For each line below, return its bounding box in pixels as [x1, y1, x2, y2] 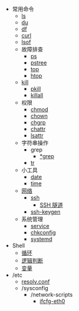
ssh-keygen [30, 208, 61, 215]
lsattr [30, 132, 44, 139]
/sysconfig [21, 285, 49, 291]
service [30, 223, 50, 229]
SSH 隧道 [39, 201, 63, 209]
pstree [30, 59, 47, 66]
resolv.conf [21, 278, 50, 285]
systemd [30, 236, 53, 242]
